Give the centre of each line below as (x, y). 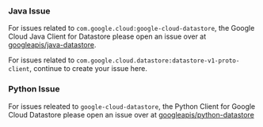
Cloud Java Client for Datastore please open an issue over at (107, 36)
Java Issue (29, 11)
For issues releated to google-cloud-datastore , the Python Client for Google (132, 106)
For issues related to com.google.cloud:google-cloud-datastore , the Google (131, 28)
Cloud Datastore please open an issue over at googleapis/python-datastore (131, 114)
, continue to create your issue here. (88, 69)
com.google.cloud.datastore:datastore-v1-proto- (158, 61)
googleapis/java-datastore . (52, 45)
